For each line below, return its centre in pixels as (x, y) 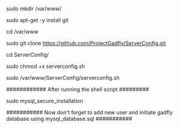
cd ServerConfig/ (28, 55)
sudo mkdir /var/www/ (34, 9)
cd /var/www (22, 32)
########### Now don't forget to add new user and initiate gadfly (89, 112)
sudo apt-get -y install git (37, 20)
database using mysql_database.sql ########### (69, 119)
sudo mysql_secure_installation (45, 101)
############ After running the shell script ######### (78, 89)
